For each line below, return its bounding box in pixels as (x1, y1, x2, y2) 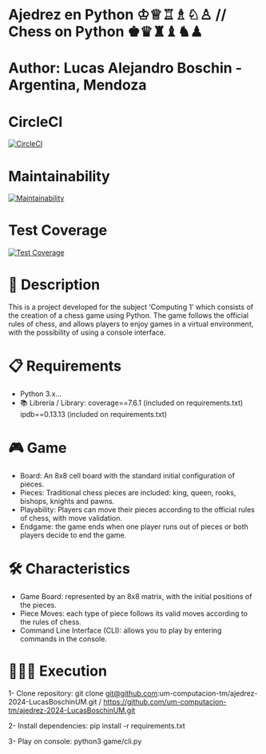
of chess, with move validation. (19, 514, 122, 522)
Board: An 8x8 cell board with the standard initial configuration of (19, 471, 236, 480)
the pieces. (19, 600, 58, 609)
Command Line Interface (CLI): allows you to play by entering (19, 625, 222, 635)
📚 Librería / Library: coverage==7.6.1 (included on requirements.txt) (19, 398, 244, 408)
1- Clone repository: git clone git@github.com (8, 689, 158, 698)
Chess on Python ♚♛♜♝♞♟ (8, 22, 204, 41)
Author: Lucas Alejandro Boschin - (8, 59, 242, 77)
